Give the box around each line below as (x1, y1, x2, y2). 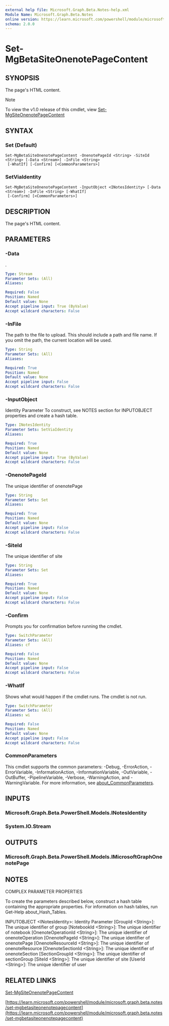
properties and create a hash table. (5, 413, 78, 419)
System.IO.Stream (5, 823, 51, 830)
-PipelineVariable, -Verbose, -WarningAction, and (27, 774, 130, 780)
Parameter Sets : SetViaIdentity (5, 427, 73, 433)
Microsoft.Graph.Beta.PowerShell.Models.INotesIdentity (5, 809, 147, 816)
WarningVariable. (5, 780, 41, 786)
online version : (5, 17, 39, 22)
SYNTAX (5, 126, 34, 135)
